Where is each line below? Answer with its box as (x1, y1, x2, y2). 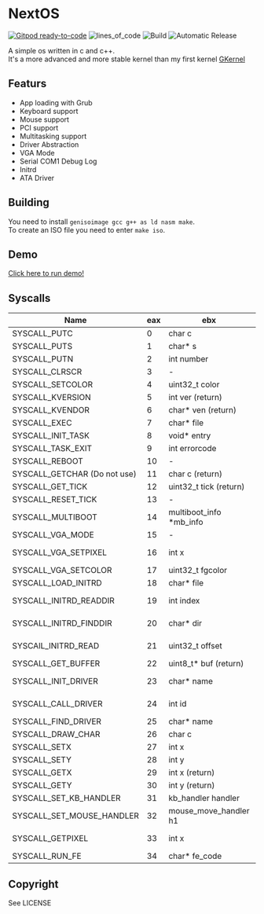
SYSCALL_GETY (12, 780, 72, 791)
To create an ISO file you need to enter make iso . (8, 225, 166, 234)
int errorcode (168, 443, 217, 454)
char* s (168, 341, 197, 352)
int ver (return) (168, 392, 222, 403)
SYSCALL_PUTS (12, 341, 73, 352)
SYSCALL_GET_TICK (12, 481, 88, 492)
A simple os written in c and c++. (8, 46, 115, 55)
